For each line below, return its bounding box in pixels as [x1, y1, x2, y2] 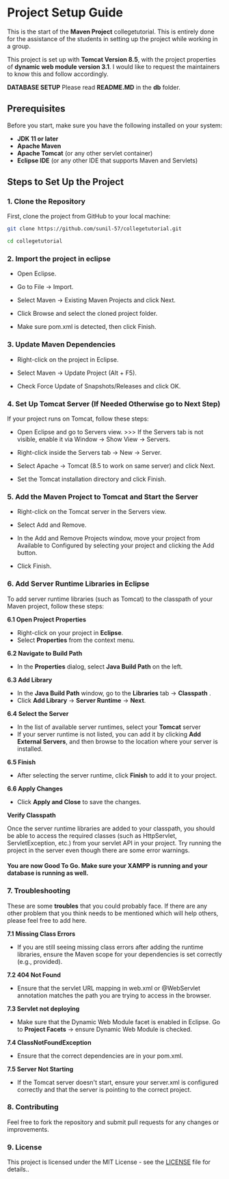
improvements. [7, 1125, 49, 1133]
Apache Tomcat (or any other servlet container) [16, 149, 153, 157]
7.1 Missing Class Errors [7, 930, 76, 938]
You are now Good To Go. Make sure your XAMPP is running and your [7, 862, 208, 870]
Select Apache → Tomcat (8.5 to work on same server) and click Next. [16, 462, 215, 470]
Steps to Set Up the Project [7, 176, 124, 188]
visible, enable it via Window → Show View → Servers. [16, 435, 171, 443]
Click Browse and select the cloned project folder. [16, 310, 158, 318]
